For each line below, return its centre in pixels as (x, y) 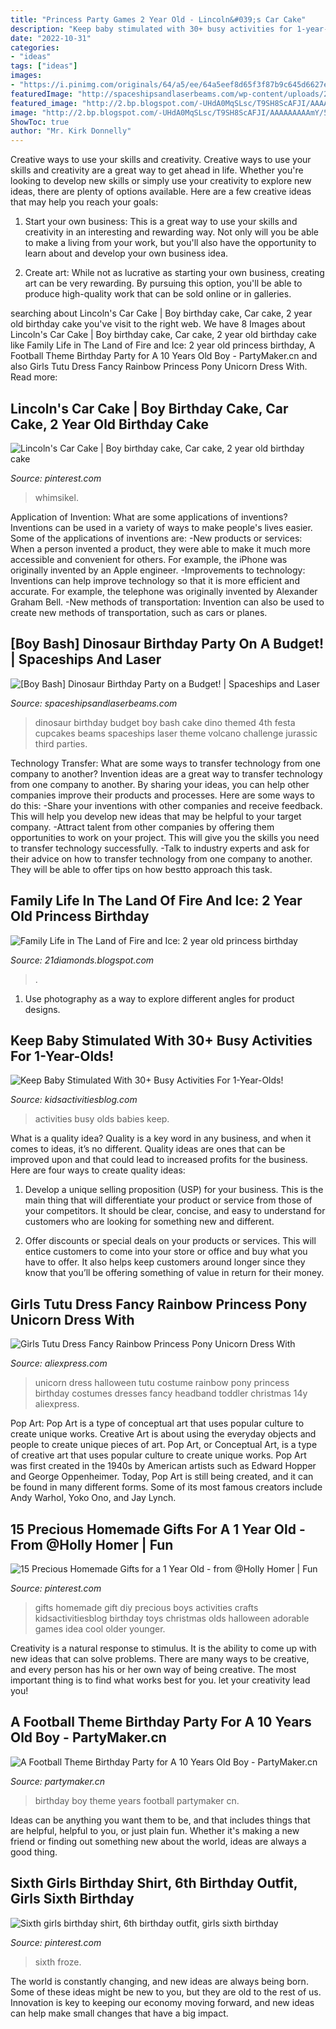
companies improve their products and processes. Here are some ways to (162, 795)
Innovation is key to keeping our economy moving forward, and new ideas (162, 2002)
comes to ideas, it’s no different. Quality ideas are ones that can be (148, 1149)
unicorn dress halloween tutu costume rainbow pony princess (162, 1383)
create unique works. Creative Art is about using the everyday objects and (163, 1434)
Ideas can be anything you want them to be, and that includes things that (160, 1820)
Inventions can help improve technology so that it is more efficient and (155, 580)
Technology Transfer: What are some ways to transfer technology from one (166, 763)
